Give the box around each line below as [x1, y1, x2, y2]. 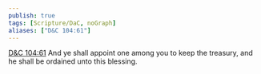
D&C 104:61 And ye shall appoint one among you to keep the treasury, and [8, 49, 254, 58]
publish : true [8, 11, 56, 20]
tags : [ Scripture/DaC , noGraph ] [8, 19, 116, 27]
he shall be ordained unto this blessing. [8, 56, 138, 66]
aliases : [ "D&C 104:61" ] [8, 26, 91, 34]
